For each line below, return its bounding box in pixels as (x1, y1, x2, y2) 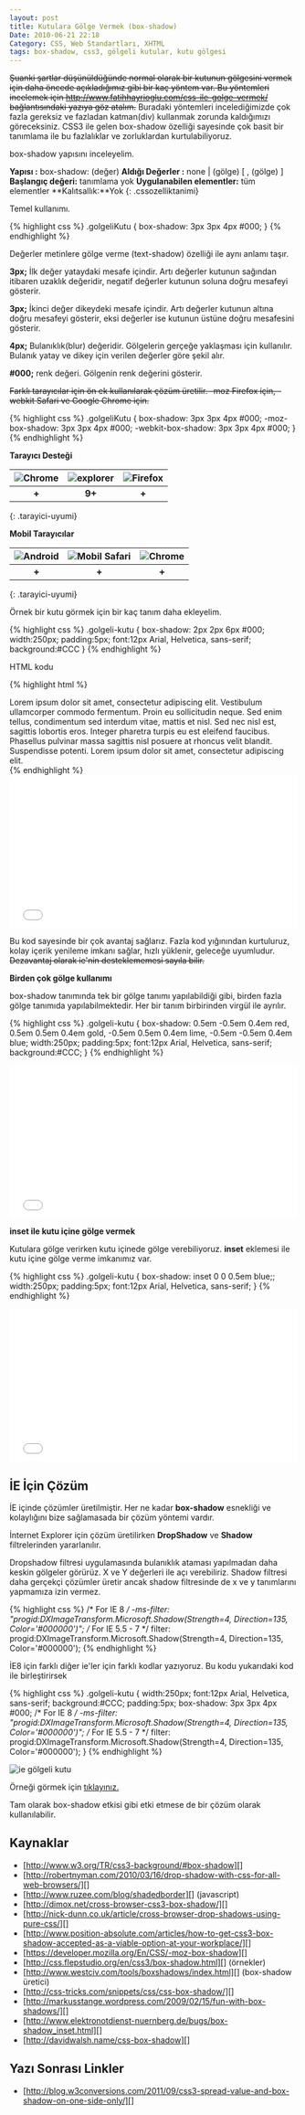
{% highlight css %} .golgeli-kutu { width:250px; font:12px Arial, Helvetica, (9, 1687, 289, 1698)
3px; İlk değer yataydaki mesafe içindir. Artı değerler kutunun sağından (9, 266, 277, 277)
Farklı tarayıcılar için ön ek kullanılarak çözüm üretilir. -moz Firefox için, (9, 386, 276, 397)
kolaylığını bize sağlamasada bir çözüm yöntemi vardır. (9, 1512, 215, 1523)
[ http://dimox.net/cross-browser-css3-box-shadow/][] (22, 1898, 228, 1909)
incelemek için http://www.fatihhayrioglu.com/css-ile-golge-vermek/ (9, 92, 268, 103)
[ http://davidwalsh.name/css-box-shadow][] (22, 2035, 190, 2046)
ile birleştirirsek (9, 1670, 68, 1681)
